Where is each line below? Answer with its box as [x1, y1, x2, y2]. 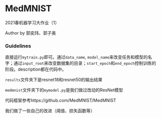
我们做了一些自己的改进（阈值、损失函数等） [5, 108, 95, 114]
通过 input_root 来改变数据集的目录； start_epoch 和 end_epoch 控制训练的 [13, 60, 156, 66]
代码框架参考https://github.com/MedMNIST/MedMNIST [5, 98, 116, 103]
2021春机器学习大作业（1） [5, 20, 60, 25]
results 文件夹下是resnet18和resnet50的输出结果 [5, 77, 102, 83]
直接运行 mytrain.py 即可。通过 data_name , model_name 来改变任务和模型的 [5, 54, 148, 60]
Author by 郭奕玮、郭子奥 [5, 30, 56, 36]
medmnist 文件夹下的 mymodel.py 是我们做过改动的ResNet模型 [5, 87, 123, 93]
